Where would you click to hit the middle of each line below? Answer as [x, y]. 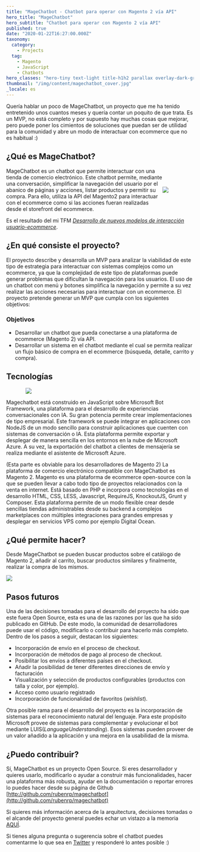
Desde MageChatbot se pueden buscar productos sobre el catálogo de [93, 554]
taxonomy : [18, 39]
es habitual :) [22, 138]
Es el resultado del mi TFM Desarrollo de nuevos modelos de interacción [95, 220]
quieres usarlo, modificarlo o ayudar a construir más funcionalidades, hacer [99, 775]
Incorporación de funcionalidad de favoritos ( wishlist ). [81, 699]
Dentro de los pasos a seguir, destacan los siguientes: [72, 637]
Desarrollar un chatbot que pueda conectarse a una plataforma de [96, 332]
